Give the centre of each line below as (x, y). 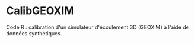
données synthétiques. (34, 33)
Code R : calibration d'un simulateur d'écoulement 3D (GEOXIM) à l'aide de (98, 27)
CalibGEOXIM (40, 11)
